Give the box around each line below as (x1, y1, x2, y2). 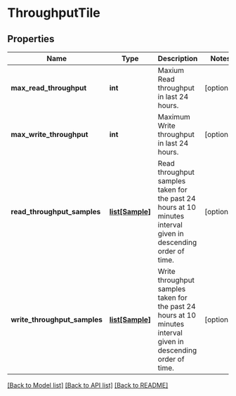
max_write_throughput (11, 130, 88, 139)
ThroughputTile (7, 5, 100, 21)
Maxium (157, 65, 185, 75)
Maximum (157, 112, 191, 121)
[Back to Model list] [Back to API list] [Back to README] (7, 381, 169, 389)
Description (157, 54, 198, 63)
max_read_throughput (11, 83, 87, 93)
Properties (7, 33, 55, 45)
